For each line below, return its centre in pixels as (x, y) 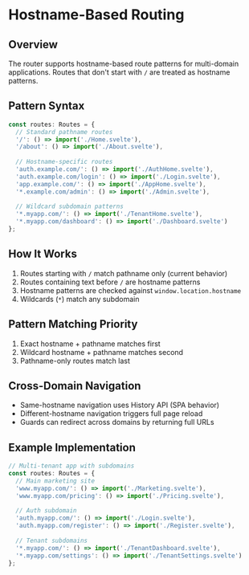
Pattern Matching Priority (73, 324)
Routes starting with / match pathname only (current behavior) (124, 273)
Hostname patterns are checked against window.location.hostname (131, 290)
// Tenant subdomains (52, 540)
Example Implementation (72, 447)
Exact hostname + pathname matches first (90, 344)
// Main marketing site (55, 481)
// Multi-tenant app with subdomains (71, 466)
